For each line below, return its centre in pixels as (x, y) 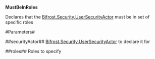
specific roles (19, 22)
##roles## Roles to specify (33, 51)
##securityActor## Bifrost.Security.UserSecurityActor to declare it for (78, 41)
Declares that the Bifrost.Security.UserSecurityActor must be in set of (77, 17)
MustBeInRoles (21, 7)
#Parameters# (20, 32)
